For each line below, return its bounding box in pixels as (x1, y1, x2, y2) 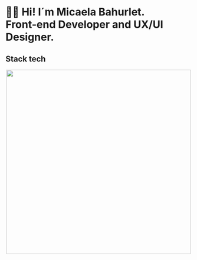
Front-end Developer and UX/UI (5, 18, 163, 31)
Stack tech (5, 54, 46, 64)
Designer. (5, 31, 54, 44)
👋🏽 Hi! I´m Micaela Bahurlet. (5, 5, 145, 19)
